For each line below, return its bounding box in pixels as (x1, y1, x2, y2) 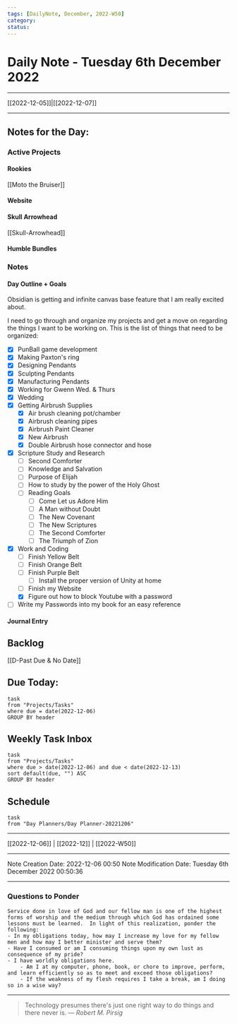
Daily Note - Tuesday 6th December (7, 54, 221, 70)
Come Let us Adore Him (38, 496, 109, 505)
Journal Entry (7, 617, 48, 625)
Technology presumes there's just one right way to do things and (24, 1001, 214, 1009)
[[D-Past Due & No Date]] (7, 656, 81, 665)
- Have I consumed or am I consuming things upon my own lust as (7, 944, 203, 952)
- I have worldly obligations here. (7, 957, 115, 964)
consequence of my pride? (7, 951, 83, 958)
